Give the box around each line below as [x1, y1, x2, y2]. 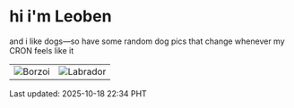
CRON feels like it [9, 45, 74, 55]
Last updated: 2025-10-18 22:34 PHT [9, 87, 148, 99]
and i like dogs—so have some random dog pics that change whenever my [9, 36, 285, 46]
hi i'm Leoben [9, 6, 112, 27]
